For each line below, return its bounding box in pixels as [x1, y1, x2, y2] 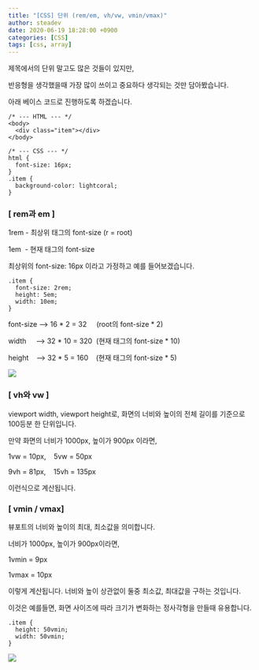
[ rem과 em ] [8, 208, 55, 219]
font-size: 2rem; [15, 284, 72, 292]
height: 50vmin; [15, 626, 68, 634]
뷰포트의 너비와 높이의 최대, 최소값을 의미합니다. [8, 522, 156, 532]
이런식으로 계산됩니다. [8, 483, 76, 492]
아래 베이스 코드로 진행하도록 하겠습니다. [8, 97, 132, 107]
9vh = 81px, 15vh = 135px [8, 466, 96, 476]
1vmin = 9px [8, 555, 48, 564]
